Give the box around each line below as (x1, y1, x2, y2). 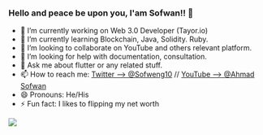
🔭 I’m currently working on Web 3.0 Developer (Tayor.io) (19, 26, 209, 36)
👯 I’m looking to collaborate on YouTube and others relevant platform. (19, 43, 252, 53)
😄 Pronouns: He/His (19, 89, 89, 100)
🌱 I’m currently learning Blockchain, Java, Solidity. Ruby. (19, 34, 209, 44)
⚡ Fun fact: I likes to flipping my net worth (19, 99, 160, 109)
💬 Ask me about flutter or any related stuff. (19, 60, 163, 70)
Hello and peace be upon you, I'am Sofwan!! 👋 (8, 7, 193, 19)
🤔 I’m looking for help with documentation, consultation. (19, 52, 207, 62)
